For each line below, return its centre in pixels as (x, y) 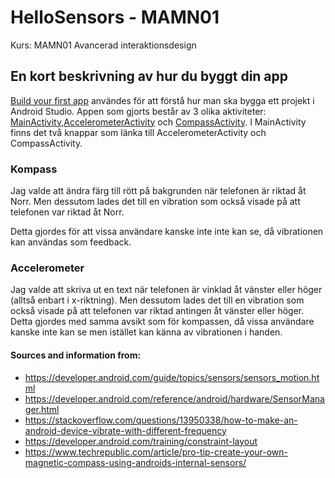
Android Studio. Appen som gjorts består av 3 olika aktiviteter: (138, 111)
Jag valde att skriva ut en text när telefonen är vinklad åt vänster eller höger (166, 290)
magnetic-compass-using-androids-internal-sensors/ (135, 462)
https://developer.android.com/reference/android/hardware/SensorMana (174, 398)
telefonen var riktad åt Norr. (67, 212)
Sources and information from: (76, 355)
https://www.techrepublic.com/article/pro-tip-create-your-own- (156, 452)
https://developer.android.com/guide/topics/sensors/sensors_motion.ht (172, 377)
